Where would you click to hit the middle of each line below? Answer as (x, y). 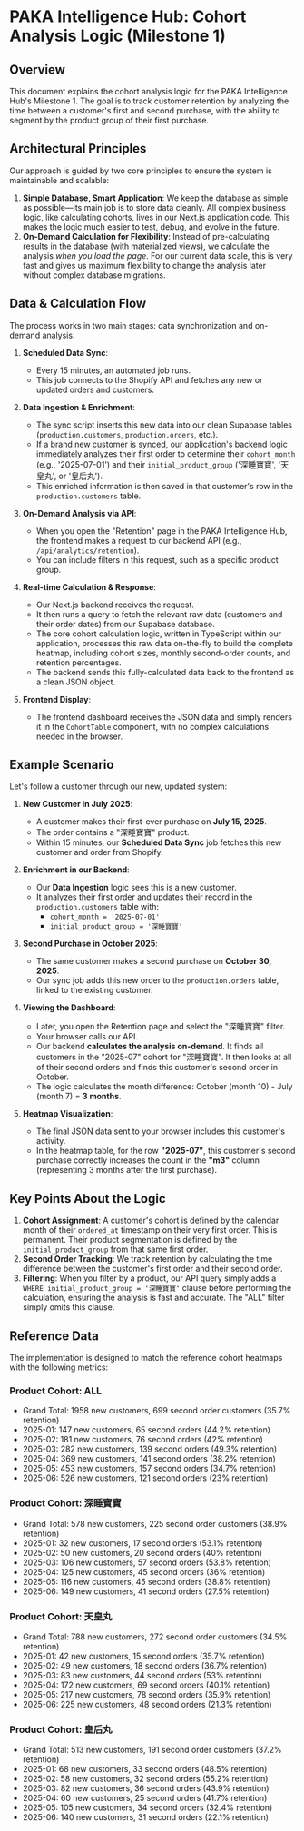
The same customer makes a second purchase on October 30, (154, 961)
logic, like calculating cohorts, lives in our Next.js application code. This (156, 217)
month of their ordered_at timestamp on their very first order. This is (150, 1230)
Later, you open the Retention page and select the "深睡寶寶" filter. (161, 1027)
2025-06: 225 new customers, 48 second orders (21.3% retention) (147, 1704)
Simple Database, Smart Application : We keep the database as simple (155, 198)
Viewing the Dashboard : (69, 1008)
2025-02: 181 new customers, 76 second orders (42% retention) (142, 1440)
